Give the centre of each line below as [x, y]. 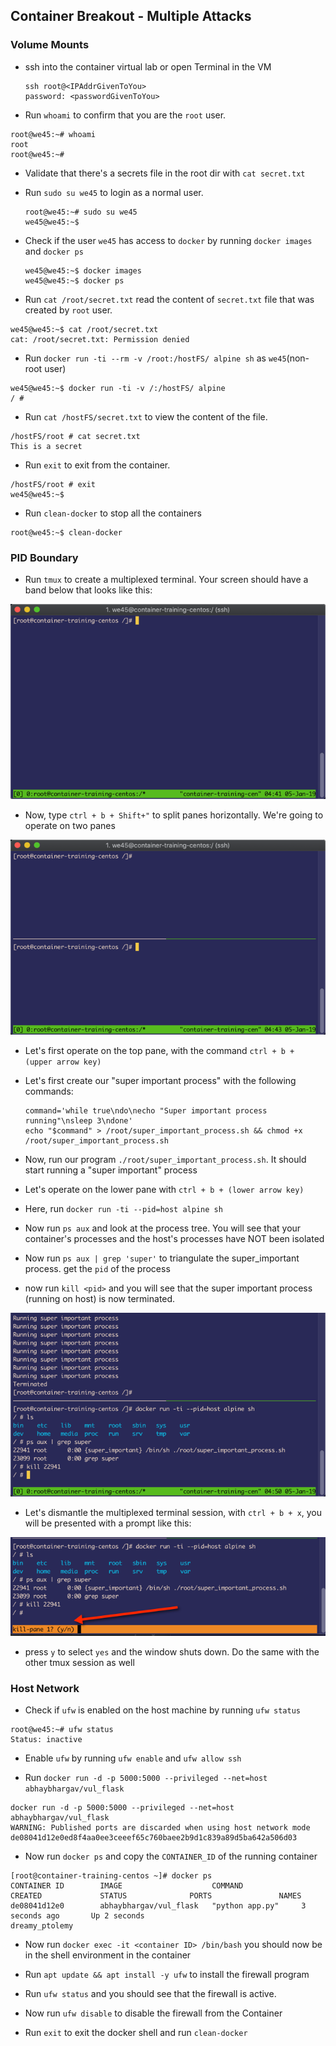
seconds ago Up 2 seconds [77, 1916]
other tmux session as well [79, 1662]
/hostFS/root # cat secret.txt [75, 436]
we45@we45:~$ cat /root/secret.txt [84, 329]
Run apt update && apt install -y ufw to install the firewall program [167, 1975]
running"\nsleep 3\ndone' [78, 1120]
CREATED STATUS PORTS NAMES [156, 1896]
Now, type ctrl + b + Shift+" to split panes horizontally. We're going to [174, 815]
